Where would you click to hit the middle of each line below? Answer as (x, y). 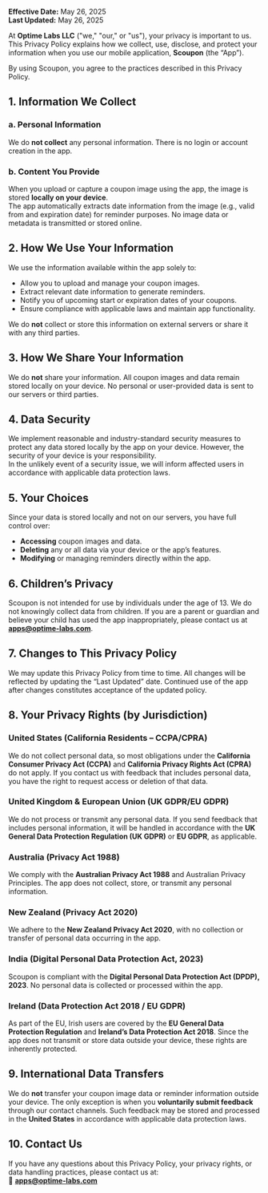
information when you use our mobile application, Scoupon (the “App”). (126, 53)
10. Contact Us (45, 1144)
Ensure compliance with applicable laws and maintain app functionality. (138, 309)
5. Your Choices (49, 497)
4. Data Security (49, 419)
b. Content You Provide (54, 172)
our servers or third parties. (54, 394)
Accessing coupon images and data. (81, 541)
